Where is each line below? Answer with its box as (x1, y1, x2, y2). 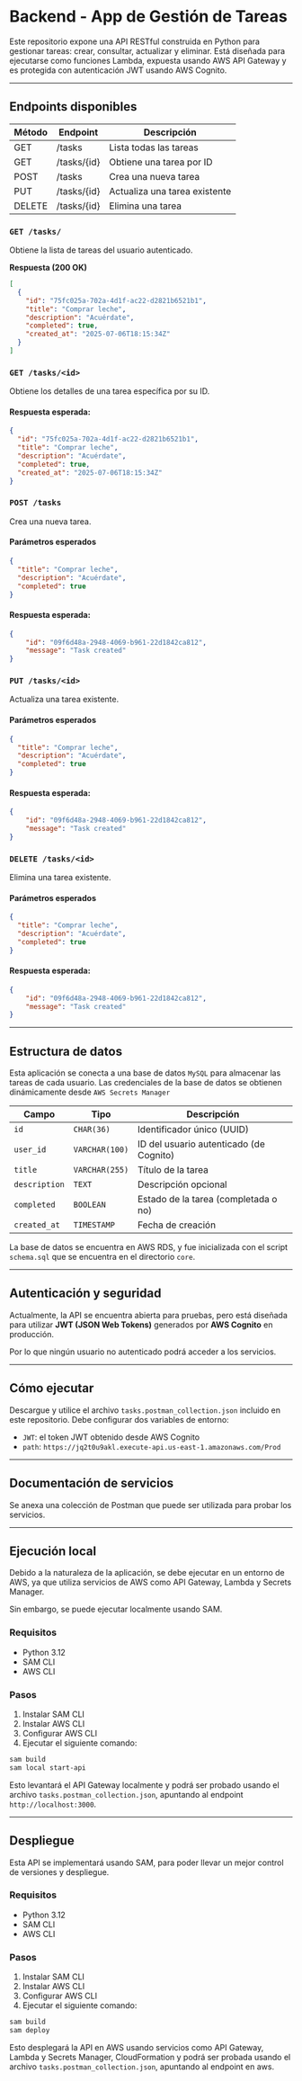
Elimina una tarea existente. (9, 872, 111, 882)
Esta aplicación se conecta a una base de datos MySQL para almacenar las (9, 1067, 281, 1078)
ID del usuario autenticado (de (138, 1138, 265, 1150)
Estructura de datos (9, 1043, 123, 1058)
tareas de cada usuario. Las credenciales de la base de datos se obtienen (9, 1077, 282, 1088)
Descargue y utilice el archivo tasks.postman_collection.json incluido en (9, 1405, 281, 1416)
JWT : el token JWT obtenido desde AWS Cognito (22, 1432, 200, 1442)
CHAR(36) (73, 1124, 111, 1135)
